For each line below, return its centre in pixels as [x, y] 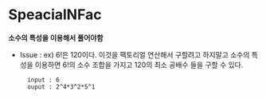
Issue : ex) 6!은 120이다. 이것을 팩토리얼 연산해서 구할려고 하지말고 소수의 [135, 54]
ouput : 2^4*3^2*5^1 [61, 87]
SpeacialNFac [55, 15]
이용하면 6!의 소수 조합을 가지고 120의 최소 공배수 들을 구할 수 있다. [139, 65]
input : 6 [43, 80]
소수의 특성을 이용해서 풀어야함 [56, 38]
